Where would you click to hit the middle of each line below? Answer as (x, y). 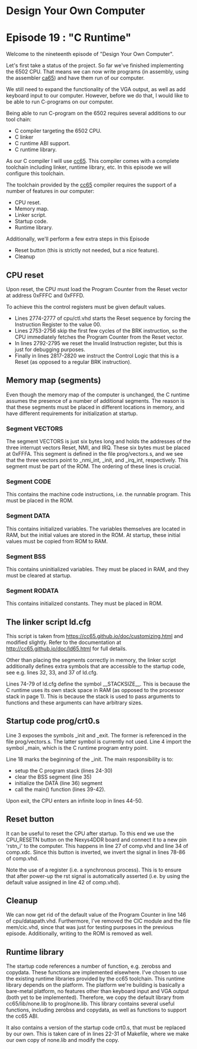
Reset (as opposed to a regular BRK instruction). (73, 362)
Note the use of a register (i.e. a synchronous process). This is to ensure (94, 870)
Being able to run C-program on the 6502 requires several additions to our (96, 113)
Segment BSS (26, 556)
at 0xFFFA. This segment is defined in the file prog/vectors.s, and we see (95, 454)
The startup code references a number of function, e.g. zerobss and (89, 966)
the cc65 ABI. (23, 1016)
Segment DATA (28, 516)
